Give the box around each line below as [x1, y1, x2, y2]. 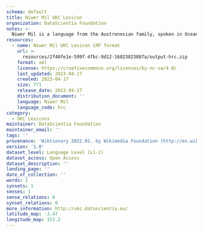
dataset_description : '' [6, 161, 69, 167]
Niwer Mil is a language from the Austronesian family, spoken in [11, 31, 182, 37]
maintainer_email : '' [6, 127, 61, 133]
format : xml [17, 59, 47, 65]
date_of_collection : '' [6, 172, 66, 178]
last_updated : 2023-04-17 [17, 71, 83, 77]
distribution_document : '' [17, 93, 85, 99]
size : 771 [17, 82, 42, 88]
